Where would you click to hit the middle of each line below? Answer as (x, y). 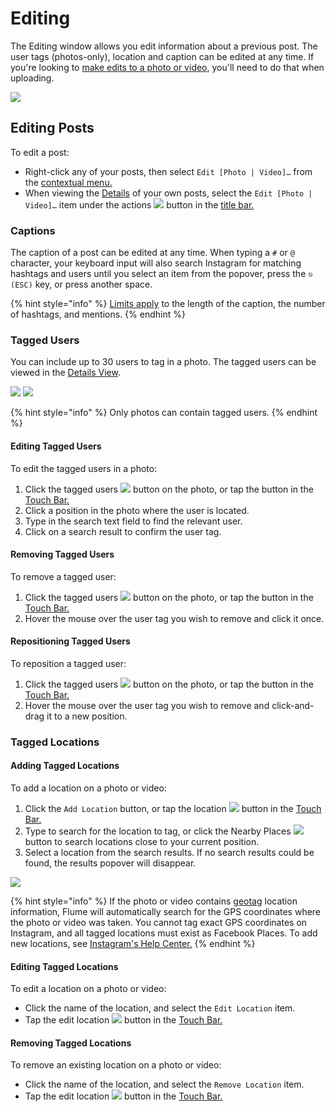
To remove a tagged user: (63, 576)
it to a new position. (87, 716)
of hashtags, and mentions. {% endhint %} (98, 314)
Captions (33, 230)
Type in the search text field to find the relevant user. (133, 521)
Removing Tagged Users (62, 554)
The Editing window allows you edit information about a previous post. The (164, 46)
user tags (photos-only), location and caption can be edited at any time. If (162, 56)
